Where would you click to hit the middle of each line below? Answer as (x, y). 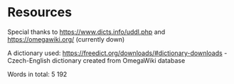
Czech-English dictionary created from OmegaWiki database (96, 60)
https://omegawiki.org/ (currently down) (66, 39)
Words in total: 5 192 (37, 74)
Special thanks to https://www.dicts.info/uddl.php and (86, 32)
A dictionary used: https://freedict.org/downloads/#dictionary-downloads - (117, 53)
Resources (40, 12)
